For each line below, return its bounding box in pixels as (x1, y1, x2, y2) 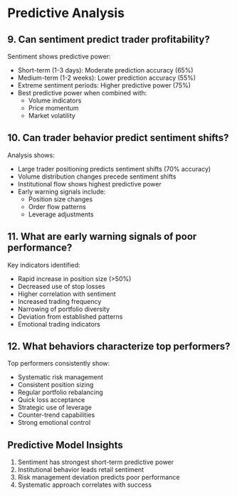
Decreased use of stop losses (17, 282, 105, 290)
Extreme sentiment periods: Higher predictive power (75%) (17, 81, 191, 90)
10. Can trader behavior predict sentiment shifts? (7, 132, 229, 144)
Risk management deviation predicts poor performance (17, 473, 180, 482)
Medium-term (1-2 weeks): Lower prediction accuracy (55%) (17, 73, 196, 82)
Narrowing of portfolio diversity (17, 305, 110, 313)
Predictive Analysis (7, 5, 125, 21)
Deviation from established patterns (17, 312, 123, 321)
